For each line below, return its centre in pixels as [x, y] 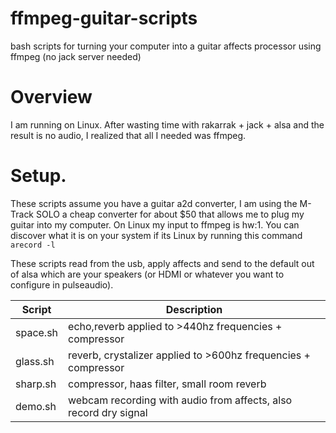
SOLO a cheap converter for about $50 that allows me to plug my [170, 214]
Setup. [38, 176]
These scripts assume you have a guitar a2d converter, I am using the [154, 203]
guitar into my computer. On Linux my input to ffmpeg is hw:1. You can [155, 224]
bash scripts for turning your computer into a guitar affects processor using [166, 46]
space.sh [37, 332]
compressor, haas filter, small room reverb [167, 384]
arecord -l [33, 245]
